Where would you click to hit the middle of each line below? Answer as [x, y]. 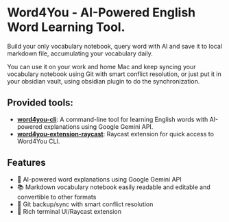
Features [26, 163]
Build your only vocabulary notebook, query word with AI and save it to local [115, 46]
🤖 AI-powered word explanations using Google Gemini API [99, 179]
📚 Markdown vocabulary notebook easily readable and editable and [113, 187]
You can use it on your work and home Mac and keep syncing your [101, 66]
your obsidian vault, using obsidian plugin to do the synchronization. [104, 81]
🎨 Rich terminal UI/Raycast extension [69, 211]
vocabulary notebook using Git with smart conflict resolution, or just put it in [114, 74]
